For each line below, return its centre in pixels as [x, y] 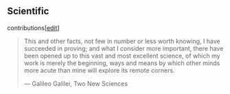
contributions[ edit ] [33, 27]
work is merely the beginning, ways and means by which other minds [122, 63]
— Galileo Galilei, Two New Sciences [76, 83]
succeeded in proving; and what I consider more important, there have [124, 48]
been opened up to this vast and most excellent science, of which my [122, 56]
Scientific [28, 11]
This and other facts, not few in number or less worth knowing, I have [122, 41]
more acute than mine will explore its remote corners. [99, 70]
